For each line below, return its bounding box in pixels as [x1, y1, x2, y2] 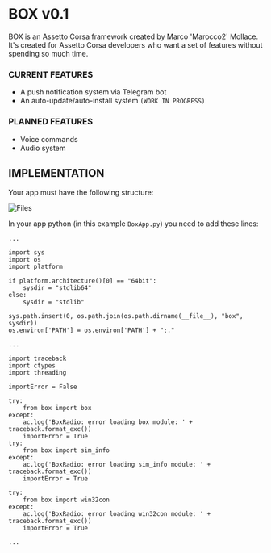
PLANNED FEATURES [8, 116, 94, 128]
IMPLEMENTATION [8, 166, 105, 180]
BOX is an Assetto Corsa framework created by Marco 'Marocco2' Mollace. [8, 31, 259, 41]
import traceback [8, 354, 67, 363]
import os [8, 256, 42, 264]
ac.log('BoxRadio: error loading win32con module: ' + [23, 510, 211, 518]
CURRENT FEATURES [8, 69, 94, 80]
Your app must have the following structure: [8, 187, 154, 198]
